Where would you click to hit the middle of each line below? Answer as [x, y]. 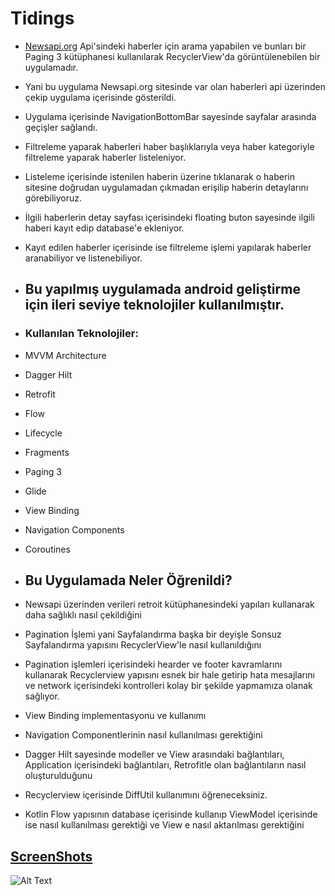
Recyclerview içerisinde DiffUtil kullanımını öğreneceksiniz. [146, 795]
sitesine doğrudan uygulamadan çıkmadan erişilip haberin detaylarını [166, 187]
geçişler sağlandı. [61, 127]
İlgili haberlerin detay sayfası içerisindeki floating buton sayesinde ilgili [169, 217]
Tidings [42, 18]
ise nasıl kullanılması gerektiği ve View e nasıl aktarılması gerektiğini [164, 825]
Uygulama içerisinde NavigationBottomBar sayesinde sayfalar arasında [170, 116]
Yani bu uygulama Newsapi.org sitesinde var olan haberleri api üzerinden [175, 86]
